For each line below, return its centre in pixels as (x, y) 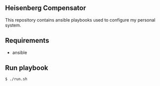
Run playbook (27, 68)
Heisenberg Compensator (46, 8)
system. (13, 25)
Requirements (27, 41)
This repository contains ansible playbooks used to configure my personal (80, 20)
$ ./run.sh (16, 79)
